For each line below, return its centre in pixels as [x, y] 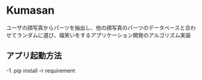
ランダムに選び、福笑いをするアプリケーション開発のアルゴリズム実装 [104, 35]
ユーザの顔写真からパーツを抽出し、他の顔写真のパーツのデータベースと [96, 27]
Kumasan [30, 10]
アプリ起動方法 [34, 56]
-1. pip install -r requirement [41, 70]
